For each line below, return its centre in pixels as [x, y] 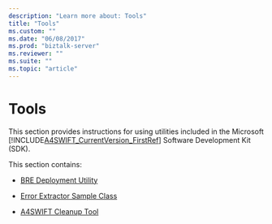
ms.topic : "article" [43, 69]
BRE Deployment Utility [59, 180]
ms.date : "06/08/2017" [47, 39]
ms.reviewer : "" [36, 54]
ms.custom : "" [32, 31]
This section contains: [45, 164]
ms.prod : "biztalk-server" [54, 46]
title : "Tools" [34, 24]
